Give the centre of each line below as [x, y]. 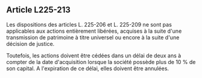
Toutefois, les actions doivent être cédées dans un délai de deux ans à [94, 55]
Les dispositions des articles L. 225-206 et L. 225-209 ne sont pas [89, 24]
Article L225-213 [39, 10]
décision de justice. [30, 44]
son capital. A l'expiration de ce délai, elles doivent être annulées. [88, 68]
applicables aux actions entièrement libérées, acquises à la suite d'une [94, 31]
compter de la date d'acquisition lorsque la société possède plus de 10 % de [101, 62]
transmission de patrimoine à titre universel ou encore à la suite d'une [93, 37]
